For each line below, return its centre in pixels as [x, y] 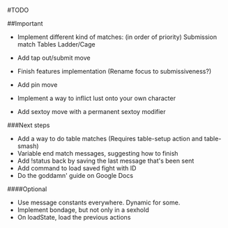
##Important [25, 23]
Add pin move [37, 85]
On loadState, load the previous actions [74, 217]
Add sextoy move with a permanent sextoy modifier [91, 112]
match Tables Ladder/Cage [56, 44]
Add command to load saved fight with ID [77, 168]
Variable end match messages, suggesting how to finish [98, 153]
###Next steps [29, 125]
